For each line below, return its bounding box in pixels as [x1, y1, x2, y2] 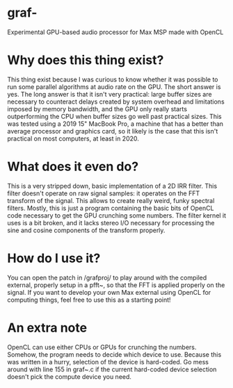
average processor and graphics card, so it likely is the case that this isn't [7, 127, 218, 135]
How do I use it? [7, 250, 101, 266]
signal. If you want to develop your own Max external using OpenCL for [7, 288, 211, 296]
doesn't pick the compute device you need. [7, 372, 132, 380]
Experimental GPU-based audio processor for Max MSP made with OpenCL [7, 28, 224, 36]
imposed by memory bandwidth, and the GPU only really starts [7, 104, 188, 113]
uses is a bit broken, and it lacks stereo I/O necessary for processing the [7, 218, 215, 227]
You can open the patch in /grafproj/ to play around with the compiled [7, 273, 207, 282]
